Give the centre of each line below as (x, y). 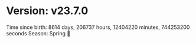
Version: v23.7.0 (47, 11)
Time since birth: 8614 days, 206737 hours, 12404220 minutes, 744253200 (98, 27)
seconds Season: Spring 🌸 (38, 33)
